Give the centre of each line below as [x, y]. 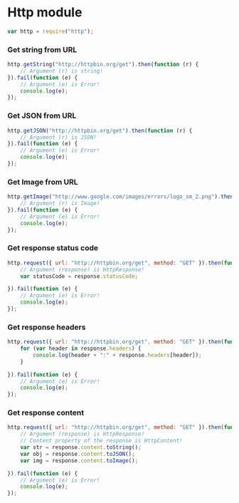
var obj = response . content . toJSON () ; [78, 454]
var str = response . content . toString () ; [81, 447]
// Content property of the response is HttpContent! [101, 441]
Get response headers [47, 327]
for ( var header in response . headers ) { [81, 349]
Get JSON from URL [42, 116]
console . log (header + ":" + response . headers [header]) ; [117, 355]
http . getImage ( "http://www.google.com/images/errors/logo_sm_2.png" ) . [114, 197]
